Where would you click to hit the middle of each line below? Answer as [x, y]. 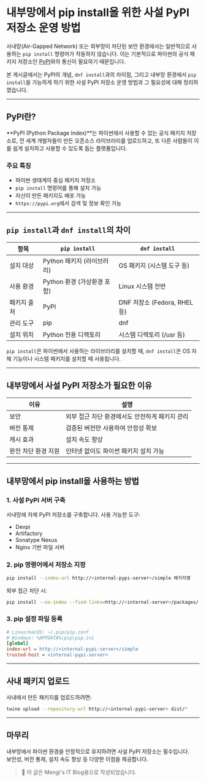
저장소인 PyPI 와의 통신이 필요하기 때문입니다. [71, 61]
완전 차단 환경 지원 [35, 451]
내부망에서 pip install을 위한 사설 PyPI [98, 13]
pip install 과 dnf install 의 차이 [68, 230]
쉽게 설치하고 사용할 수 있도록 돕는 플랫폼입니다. [70, 148]
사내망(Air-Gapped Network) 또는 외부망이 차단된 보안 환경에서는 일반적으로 [98, 46]
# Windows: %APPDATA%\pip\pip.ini [51, 638]
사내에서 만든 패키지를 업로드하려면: [49, 697]
